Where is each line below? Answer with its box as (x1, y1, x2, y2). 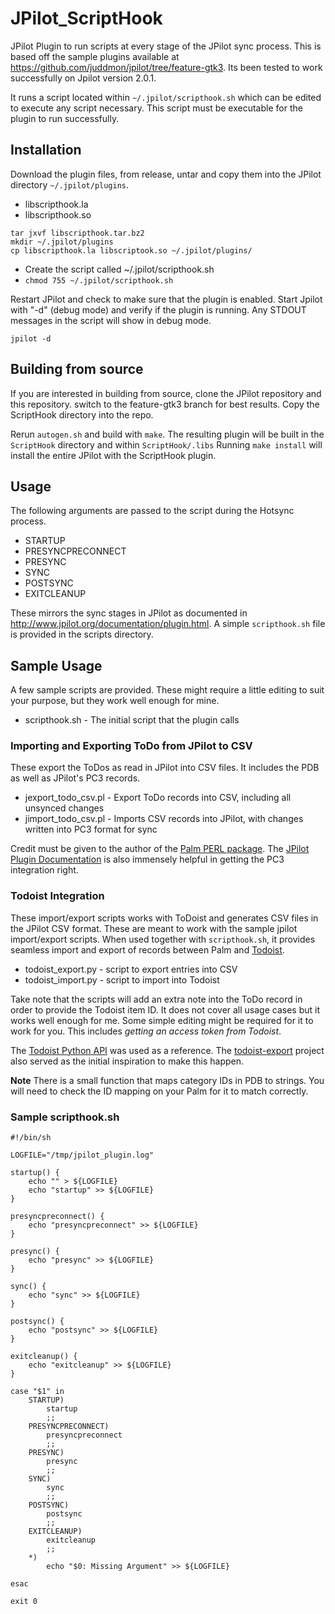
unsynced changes (24, 802, 105, 814)
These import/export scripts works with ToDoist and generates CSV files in (10, 912, 319, 924)
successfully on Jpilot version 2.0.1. (10, 72, 157, 84)
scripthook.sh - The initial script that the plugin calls (24, 714, 240, 726)
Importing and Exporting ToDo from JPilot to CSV (10, 739, 253, 753)
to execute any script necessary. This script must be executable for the (10, 102, 303, 114)
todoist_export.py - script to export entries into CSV (24, 963, 238, 975)
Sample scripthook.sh (10, 1110, 120, 1124)
